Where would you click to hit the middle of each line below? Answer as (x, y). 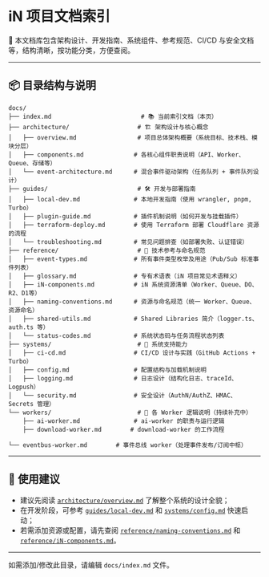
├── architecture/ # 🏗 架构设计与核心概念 (108, 127)
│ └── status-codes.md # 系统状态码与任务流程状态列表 (116, 335)
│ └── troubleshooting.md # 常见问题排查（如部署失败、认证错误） (128, 242)
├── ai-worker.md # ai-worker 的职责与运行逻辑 (124, 421)
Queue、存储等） (32, 163)
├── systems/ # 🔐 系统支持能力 (98, 344)
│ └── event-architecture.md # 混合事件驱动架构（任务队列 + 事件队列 (131, 172)
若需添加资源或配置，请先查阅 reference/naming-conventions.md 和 (130, 530)
